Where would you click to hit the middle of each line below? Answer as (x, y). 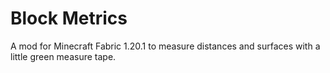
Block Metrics (69, 18)
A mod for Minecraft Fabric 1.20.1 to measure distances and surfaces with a (165, 46)
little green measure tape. (63, 56)
